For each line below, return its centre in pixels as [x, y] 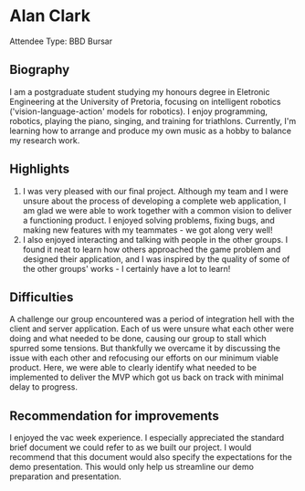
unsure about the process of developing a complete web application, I [154, 201]
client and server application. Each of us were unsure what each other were [152, 329]
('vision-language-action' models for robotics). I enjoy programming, [138, 111]
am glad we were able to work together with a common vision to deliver [157, 210]
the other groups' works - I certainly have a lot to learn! [126, 268]
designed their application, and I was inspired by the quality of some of [156, 259]
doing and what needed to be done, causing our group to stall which [138, 339]
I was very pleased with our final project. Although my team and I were [156, 191]
